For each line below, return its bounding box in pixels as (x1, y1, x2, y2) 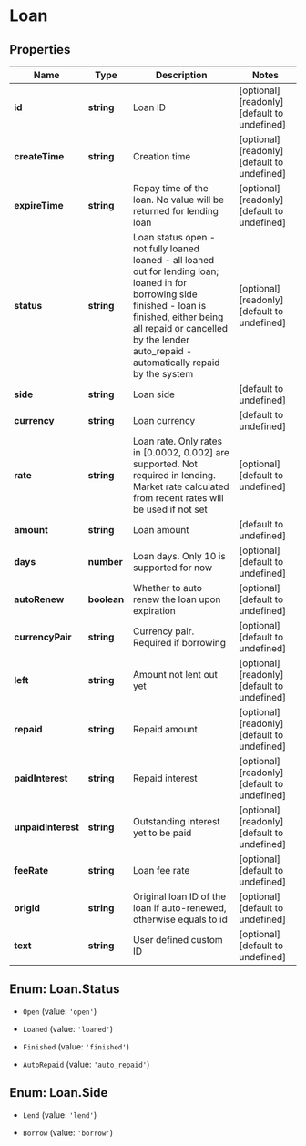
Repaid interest (133, 772, 198, 784)
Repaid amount (133, 723, 199, 735)
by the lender (133, 333, 189, 346)
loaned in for (133, 277, 188, 289)
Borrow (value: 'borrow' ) (22, 1127, 114, 1138)
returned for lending (133, 205, 219, 217)
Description (155, 69, 208, 81)
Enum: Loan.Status (9, 981, 120, 998)
